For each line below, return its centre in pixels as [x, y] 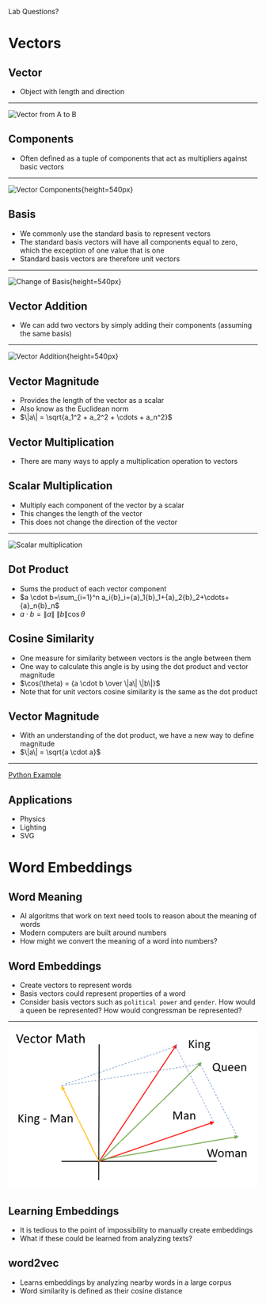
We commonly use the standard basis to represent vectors [115, 234]
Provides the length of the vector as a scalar [92, 401]
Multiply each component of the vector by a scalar [102, 505]
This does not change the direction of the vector [99, 522]
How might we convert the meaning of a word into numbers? [118, 941]
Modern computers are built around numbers [93, 933]
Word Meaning [46, 897]
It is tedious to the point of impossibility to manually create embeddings [136, 1230]
